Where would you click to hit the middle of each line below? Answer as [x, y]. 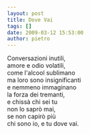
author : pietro [29, 39]
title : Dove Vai [30, 20]
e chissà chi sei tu [32, 102]
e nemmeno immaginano [42, 88]
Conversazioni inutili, [36, 58]
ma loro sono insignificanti [44, 80]
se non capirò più [31, 116]
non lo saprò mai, [31, 109]
